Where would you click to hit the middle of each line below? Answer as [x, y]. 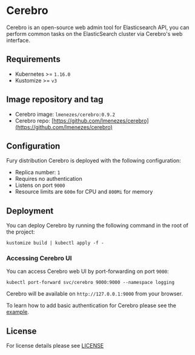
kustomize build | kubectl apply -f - [55, 243]
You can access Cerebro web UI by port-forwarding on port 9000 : [88, 271]
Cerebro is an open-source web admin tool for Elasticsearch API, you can [98, 27]
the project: [21, 232]
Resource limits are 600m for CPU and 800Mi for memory [84, 192]
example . [18, 312]
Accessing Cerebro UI [39, 259]
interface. [18, 40]
